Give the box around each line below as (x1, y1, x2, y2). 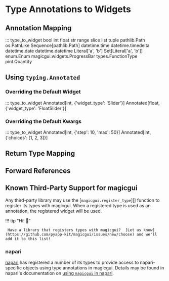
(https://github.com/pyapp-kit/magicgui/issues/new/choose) (5, 231, 135, 237)
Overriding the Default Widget (5, 88, 81, 96)
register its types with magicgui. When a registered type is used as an (5, 202, 151, 208)
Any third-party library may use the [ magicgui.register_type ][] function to (5, 197, 160, 203)
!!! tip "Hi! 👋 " (5, 217, 31, 223)
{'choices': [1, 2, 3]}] (5, 134, 48, 140)
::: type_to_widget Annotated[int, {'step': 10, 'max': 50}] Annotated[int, (5, 129, 151, 135)
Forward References (5, 166, 71, 175)
